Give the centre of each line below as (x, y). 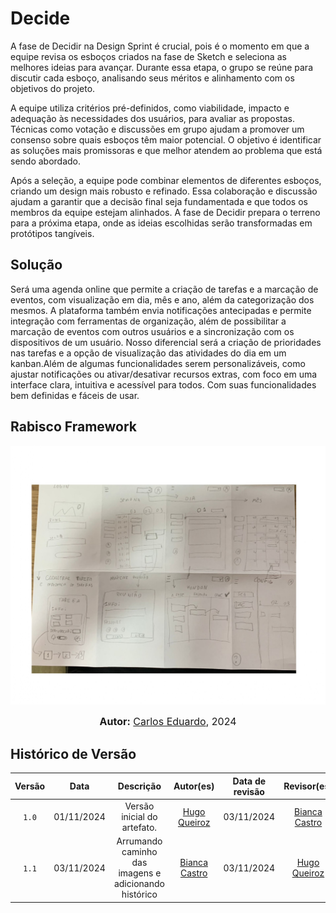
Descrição (139, 786)
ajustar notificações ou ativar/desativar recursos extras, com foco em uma (164, 374)
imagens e (140, 873)
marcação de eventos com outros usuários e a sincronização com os (152, 331)
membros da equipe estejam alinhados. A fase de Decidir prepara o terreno (165, 212)
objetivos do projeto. (53, 88)
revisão (249, 791)
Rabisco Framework (74, 427)
